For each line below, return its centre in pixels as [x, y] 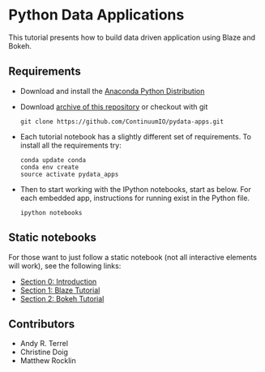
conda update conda [53, 160]
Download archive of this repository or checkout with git [114, 106]
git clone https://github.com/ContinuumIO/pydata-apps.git [122, 122]
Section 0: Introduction [58, 281]
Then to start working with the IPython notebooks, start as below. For [135, 189]
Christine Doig [44, 352]
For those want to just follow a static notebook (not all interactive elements [133, 257]
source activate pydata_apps [69, 174]
